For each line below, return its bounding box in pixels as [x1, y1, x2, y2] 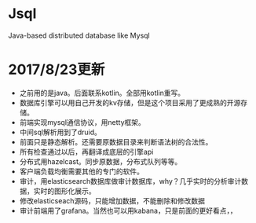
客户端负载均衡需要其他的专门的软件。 [19, 166, 144, 176]
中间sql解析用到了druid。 [19, 127, 102, 137]
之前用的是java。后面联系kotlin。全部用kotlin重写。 [19, 88, 185, 97]
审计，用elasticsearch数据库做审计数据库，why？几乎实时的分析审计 [19, 176, 242, 185]
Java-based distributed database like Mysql [8, 31, 151, 40]
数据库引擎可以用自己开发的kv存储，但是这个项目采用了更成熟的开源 [19, 97, 241, 107]
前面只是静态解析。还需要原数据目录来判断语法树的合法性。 [19, 137, 213, 146]
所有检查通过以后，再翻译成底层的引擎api [19, 147, 154, 156]
